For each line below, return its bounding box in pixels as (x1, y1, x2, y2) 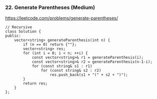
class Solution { (5, 29, 41, 34)
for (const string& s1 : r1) (31, 64, 93, 69)
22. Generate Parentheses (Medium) (5, 4, 95, 11)
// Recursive (5, 25, 32, 30)
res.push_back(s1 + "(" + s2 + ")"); (49, 72, 128, 78)
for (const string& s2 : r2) (40, 68, 101, 73)
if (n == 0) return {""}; (23, 42, 77, 47)
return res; (23, 81, 48, 86)
